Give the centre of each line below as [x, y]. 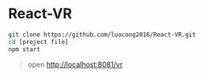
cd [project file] [38, 42]
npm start [25, 49]
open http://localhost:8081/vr [75, 64]
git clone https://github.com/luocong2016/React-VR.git [102, 35]
